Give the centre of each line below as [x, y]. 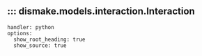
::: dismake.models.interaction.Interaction [101, 11]
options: [20, 33]
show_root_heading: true [49, 39]
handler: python [31, 27]
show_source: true [40, 45]
